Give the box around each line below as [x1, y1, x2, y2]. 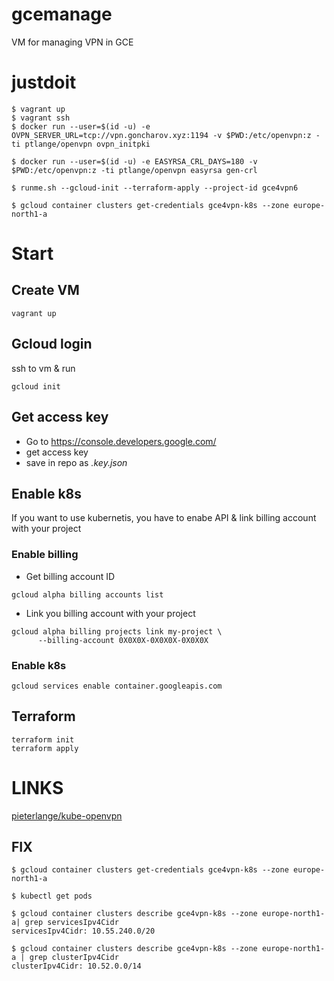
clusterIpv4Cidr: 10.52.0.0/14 [11, 961, 142, 972]
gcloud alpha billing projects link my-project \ [11, 626, 223, 637]
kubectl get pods [20, 891, 93, 902]
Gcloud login [11, 336, 93, 353]
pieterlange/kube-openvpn [11, 809, 123, 822]
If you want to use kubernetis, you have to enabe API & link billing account [11, 512, 317, 524]
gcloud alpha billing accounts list [11, 589, 164, 600]
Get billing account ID [25, 570, 116, 582]
